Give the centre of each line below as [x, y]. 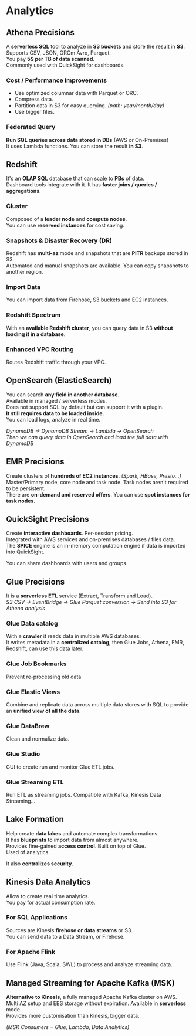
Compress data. [34, 99]
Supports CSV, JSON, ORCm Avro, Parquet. [59, 53]
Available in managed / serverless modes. [57, 400]
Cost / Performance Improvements [57, 80]
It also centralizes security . [40, 864]
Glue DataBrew [28, 726]
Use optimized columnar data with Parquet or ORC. [76, 93]
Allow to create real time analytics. [48, 896]
